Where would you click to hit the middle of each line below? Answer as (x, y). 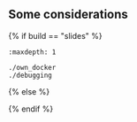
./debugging (30, 75)
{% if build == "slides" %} (55, 35)
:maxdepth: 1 (32, 52)
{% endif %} (31, 109)
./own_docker (32, 67)
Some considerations (68, 15)
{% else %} (29, 91)
